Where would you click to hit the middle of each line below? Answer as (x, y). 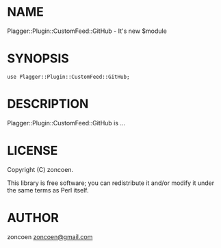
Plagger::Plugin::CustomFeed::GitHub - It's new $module (87, 31)
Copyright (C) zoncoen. (40, 169)
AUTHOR (33, 218)
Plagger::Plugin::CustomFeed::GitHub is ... (66, 123)
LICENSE (32, 151)
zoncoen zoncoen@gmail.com (50, 236)
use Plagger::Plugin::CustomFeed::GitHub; (68, 77)
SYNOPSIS (38, 59)
